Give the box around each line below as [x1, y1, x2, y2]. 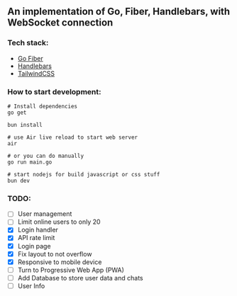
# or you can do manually [7, 152, 84, 159]
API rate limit [17, 234, 55, 242]
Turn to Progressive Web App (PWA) [17, 266, 124, 274]
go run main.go [7, 159, 53, 166]
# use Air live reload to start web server [7, 134, 138, 141]
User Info [17, 281, 45, 290]
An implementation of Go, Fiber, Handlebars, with [7, 6, 231, 18]
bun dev [7, 177, 31, 184]
